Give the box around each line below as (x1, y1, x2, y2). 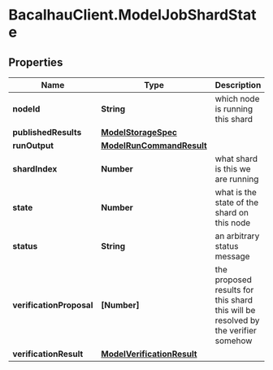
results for (214, 285, 254, 295)
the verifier (214, 325, 258, 336)
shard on (214, 207, 249, 218)
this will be (214, 305, 256, 316)
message (214, 250, 250, 262)
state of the (214, 197, 258, 208)
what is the (214, 187, 258, 198)
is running (214, 103, 253, 115)
